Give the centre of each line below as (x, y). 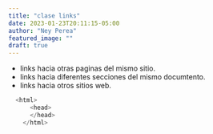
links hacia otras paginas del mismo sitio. (88, 68)
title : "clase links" (44, 16)
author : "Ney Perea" (43, 30)
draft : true (28, 46)
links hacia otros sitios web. (66, 86)
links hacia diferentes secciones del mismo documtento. (113, 77)
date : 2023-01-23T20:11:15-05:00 (64, 23)
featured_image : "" (41, 38)
